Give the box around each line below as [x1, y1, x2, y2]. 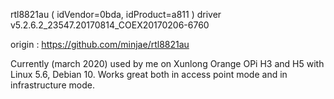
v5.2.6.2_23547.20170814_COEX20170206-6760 [10, 19, 210, 31]
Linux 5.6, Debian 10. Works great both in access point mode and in [10, 69, 288, 80]
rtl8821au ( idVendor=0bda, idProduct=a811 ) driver [10, 9, 222, 20]
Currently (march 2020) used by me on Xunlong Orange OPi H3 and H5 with [10, 58, 325, 69]
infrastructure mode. [10, 79, 95, 91]
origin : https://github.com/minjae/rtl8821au [10, 39, 190, 50]
